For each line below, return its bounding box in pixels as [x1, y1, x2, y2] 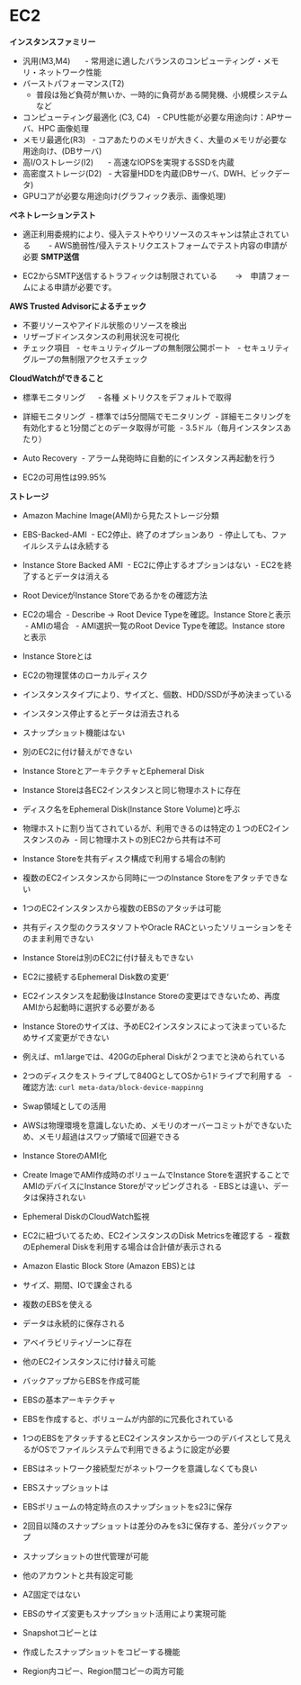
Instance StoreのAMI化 [22, 1149, 108, 1161]
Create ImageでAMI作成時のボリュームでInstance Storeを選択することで [22, 1169, 290, 1180]
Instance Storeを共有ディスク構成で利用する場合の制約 [22, 852, 226, 864]
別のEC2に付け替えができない [22, 746, 133, 757]
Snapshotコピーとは [22, 1626, 98, 1638]
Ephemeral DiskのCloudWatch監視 [22, 1211, 150, 1221]
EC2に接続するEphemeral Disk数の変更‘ [22, 971, 169, 982]
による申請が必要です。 [30, 281, 117, 293]
